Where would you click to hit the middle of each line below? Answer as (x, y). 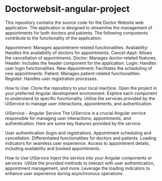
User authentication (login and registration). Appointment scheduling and (78, 133)
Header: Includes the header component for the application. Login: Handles (81, 63)
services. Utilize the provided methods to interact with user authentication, (80, 163)
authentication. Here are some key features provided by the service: (73, 123)
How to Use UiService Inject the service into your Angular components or (79, 158)
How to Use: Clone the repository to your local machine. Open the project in (81, 88)
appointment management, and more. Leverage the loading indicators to (78, 168)
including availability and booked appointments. (53, 148)
